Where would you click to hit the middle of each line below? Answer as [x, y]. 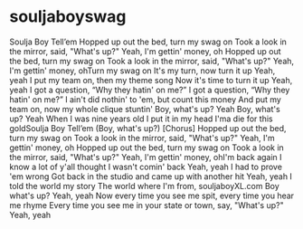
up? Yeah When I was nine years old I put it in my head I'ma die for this [141, 119]
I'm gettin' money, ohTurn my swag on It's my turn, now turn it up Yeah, [142, 71]
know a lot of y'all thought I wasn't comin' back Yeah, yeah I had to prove [146, 167]
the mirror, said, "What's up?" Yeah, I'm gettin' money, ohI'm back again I [146, 157]
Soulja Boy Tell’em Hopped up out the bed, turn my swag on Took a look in [148, 42]
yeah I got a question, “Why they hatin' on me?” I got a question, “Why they [150, 90]
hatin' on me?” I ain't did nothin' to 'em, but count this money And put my [146, 99]
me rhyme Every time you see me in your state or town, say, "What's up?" [147, 205]
